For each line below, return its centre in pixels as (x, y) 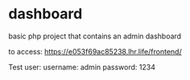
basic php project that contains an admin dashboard (95, 36)
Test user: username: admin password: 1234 (82, 67)
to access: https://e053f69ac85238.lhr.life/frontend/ (95, 51)
